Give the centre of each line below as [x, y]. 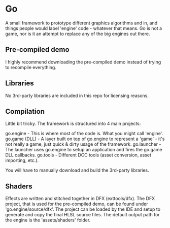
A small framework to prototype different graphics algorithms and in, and [81, 23]
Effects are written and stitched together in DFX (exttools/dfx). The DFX [80, 199]
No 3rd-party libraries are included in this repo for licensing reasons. [77, 95]
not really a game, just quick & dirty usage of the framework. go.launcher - [83, 144]
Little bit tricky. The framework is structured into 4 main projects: [73, 124]
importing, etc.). [22, 160]
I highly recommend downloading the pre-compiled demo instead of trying [83, 62]
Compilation [25, 111]
